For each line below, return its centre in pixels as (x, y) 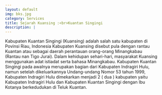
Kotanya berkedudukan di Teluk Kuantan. (46, 87)
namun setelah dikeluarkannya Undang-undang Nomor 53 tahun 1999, (75, 72)
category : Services (25, 18)
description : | (20, 27)
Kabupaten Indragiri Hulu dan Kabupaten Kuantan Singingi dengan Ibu (75, 82)
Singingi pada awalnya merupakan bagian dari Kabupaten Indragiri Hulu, (77, 67)
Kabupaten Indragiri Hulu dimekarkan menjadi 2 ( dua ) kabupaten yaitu (76, 77)
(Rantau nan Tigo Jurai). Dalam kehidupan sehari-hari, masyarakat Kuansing (81, 56)
